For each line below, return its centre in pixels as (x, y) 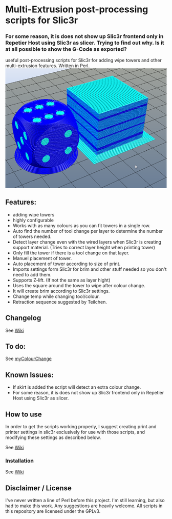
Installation (20, 461)
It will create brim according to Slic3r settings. (61, 291)
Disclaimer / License (38, 488)
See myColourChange (29, 359)
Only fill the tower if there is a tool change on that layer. (71, 253)
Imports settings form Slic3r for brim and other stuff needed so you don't (90, 269)
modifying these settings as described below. (53, 437)
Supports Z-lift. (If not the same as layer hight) (61, 280)
